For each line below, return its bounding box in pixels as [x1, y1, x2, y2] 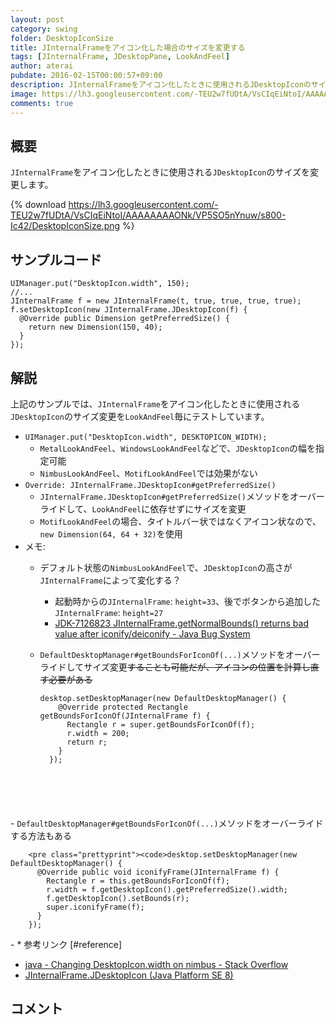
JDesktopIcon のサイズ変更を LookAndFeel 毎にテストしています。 [10, 410, 270, 422]
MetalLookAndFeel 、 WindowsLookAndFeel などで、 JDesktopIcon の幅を [39, 442, 317, 454]
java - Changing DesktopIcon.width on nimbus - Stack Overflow [24, 958, 289, 970]
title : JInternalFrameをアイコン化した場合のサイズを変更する [10, 42, 246, 53]
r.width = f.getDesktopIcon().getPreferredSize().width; [46, 884, 288, 895]
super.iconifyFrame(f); [46, 902, 145, 912]
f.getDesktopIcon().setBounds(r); [46, 893, 190, 903]
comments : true [10, 98, 74, 108]
